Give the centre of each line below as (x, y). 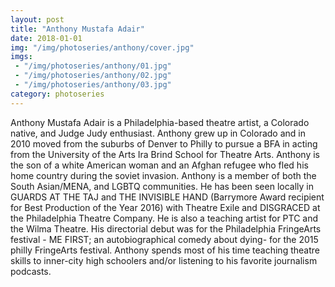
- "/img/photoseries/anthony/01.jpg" (93, 66)
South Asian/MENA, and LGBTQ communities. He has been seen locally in (162, 186)
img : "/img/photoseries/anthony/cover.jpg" (102, 47)
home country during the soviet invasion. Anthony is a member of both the (163, 175)
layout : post (37, 19)
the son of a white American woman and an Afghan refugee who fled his (159, 165)
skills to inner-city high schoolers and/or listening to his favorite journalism (164, 260)
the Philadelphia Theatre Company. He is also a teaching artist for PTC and (164, 218)
